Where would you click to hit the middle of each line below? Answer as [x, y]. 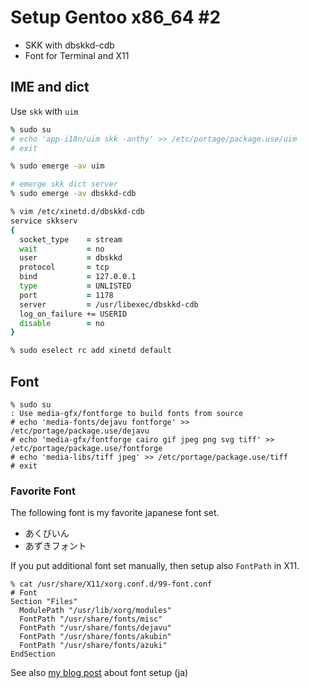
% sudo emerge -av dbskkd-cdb [73, 194]
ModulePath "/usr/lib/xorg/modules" [95, 611]
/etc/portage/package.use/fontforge [86, 448]
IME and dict [50, 87]
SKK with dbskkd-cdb [69, 45]
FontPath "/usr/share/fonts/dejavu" [95, 628]
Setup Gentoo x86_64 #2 [116, 17]
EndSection [33, 654]
